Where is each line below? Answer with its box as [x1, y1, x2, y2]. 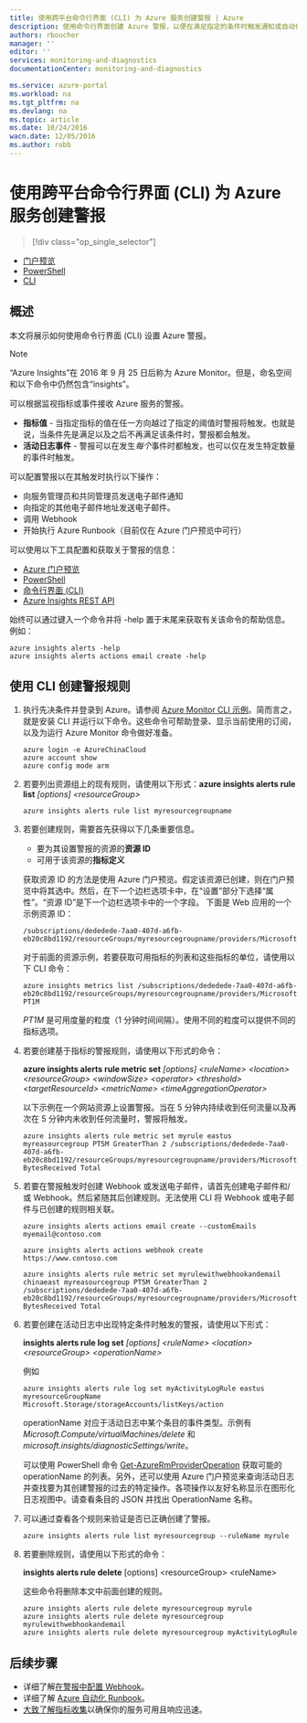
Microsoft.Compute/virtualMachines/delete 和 [22, 1429, 196, 1440]
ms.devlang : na [9, 106, 68, 115]
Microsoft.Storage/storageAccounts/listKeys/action [22, 1400, 224, 1409]
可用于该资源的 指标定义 [36, 855, 125, 866]
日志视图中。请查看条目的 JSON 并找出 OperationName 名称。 [22, 1494, 258, 1505]
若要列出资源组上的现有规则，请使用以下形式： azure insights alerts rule [22, 779, 296, 790]
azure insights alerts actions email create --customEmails [22, 1222, 257, 1231]
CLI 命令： [33, 963, 73, 974]
